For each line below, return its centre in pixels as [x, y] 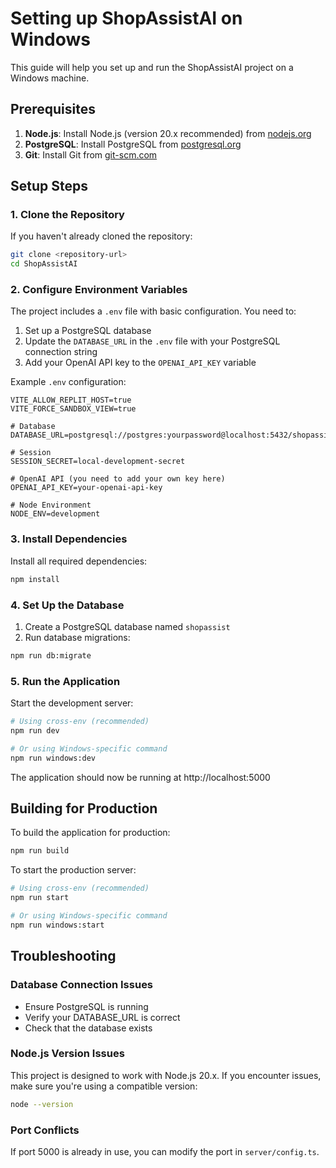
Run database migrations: [77, 637]
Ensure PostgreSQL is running [86, 1006]
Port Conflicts [45, 1130]
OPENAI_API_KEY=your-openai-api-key [86, 488]
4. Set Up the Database [67, 605]
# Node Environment [51, 505]
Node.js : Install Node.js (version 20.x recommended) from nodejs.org [168, 133]
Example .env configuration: [68, 382]
